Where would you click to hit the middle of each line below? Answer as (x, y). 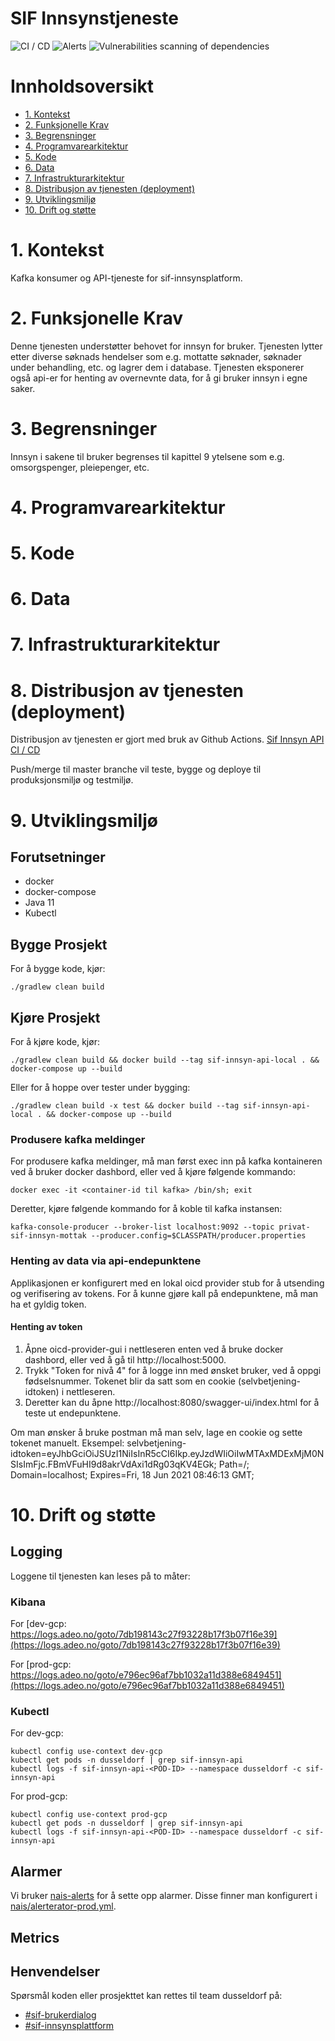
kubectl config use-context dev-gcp (86, 1752)
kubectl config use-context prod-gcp (89, 1815)
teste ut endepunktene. (73, 1413)
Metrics (35, 1937)
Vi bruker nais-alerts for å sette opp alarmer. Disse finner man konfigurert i (164, 1896)
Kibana (28, 1602)
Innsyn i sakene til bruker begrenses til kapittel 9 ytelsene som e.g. (147, 456)
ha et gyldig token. (48, 1304)
